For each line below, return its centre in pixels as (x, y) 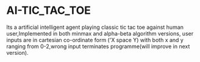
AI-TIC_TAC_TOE (49, 11)
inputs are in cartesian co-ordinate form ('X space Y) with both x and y (95, 40)
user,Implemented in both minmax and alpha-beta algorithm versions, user (100, 33)
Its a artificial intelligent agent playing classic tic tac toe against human (95, 27)
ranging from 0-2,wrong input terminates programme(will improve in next (98, 46)
